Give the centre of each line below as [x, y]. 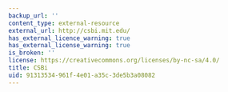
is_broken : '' [32, 53]
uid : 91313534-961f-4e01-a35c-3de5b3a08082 [82, 75]
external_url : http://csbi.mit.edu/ [69, 30]
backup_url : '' [34, 16]
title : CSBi [28, 68]
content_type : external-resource [64, 23]
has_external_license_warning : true [69, 46]
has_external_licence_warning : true [69, 38]
